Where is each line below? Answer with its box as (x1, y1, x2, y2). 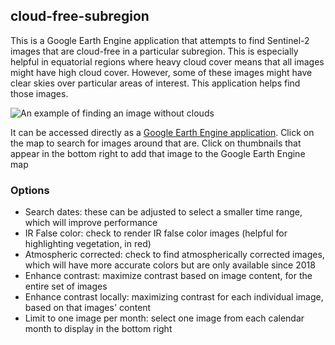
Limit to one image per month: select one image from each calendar (24, 312, 305, 324)
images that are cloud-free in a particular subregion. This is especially (10, 45, 299, 57)
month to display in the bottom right (24, 323, 173, 335)
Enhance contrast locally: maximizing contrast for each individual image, (24, 291, 324, 303)
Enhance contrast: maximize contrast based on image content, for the (24, 270, 313, 282)
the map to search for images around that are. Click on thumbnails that (10, 137, 302, 149)
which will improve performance (24, 217, 158, 229)
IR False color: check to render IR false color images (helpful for (24, 227, 288, 239)
